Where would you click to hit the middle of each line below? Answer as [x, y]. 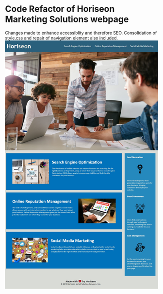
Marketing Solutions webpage [67, 19]
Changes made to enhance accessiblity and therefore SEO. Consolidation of [81, 33]
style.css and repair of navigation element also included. [61, 38]
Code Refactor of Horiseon [60, 9]
